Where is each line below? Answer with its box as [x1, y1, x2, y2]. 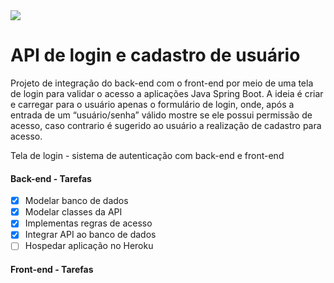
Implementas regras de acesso [24, 217, 153, 229]
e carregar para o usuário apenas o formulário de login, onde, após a [10, 98, 295, 110]
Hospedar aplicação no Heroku [24, 240, 154, 252]
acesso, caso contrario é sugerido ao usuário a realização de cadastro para [10, 119, 322, 131]
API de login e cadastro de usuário [10, 44, 301, 67]
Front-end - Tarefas [10, 264, 94, 276]
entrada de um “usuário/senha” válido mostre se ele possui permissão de [10, 109, 313, 121]
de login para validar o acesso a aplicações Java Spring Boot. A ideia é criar [10, 87, 324, 99]
